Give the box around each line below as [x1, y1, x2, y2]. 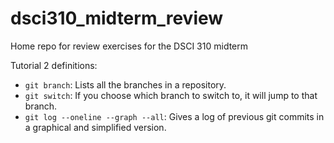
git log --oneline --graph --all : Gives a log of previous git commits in [24, 110, 325, 122]
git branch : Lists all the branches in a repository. [24, 78, 227, 91]
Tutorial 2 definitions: [10, 59, 98, 71]
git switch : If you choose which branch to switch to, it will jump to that [24, 89, 318, 101]
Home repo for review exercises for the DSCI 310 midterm [10, 40, 249, 52]
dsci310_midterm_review [10, 7, 224, 30]
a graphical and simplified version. [24, 121, 167, 133]
